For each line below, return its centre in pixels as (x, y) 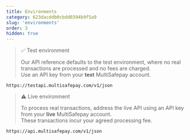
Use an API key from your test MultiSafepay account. (86, 75)
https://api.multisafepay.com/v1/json (54, 131)
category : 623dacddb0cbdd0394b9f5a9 (51, 17)
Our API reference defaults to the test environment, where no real (101, 62)
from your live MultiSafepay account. (66, 114)
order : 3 (17, 28)
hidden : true (22, 34)
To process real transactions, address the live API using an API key (102, 108)
